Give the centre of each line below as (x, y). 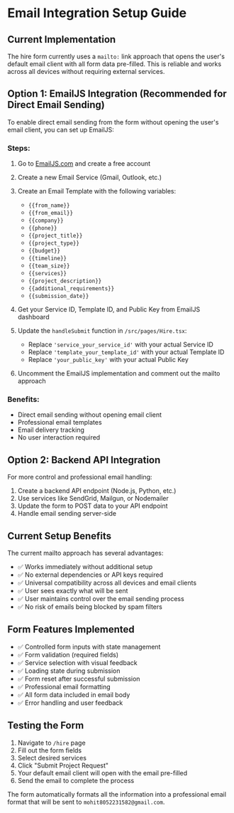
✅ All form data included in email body (74, 694)
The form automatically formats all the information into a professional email (117, 794)
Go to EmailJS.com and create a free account (84, 164)
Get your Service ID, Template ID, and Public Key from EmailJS (109, 309)
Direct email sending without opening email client (89, 415)
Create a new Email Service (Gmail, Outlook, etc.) (89, 177)
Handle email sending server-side (67, 514)
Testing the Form (46, 726)
